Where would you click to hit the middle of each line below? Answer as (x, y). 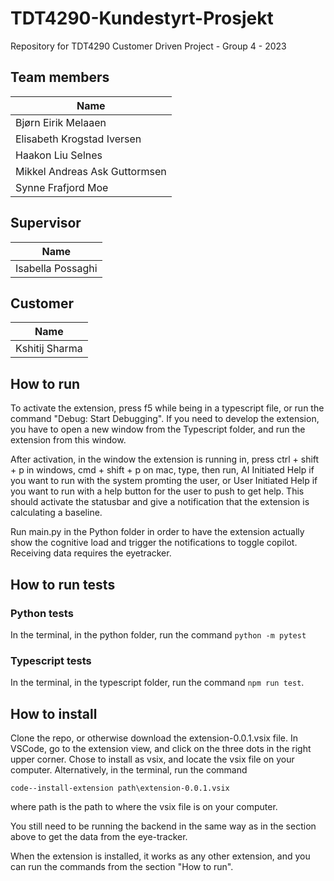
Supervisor (46, 223)
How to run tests (63, 584)
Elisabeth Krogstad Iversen (78, 139)
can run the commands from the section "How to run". (122, 866)
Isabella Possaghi (56, 268)
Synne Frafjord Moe (62, 187)
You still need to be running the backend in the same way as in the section (163, 826)
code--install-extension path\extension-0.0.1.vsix (120, 788)
